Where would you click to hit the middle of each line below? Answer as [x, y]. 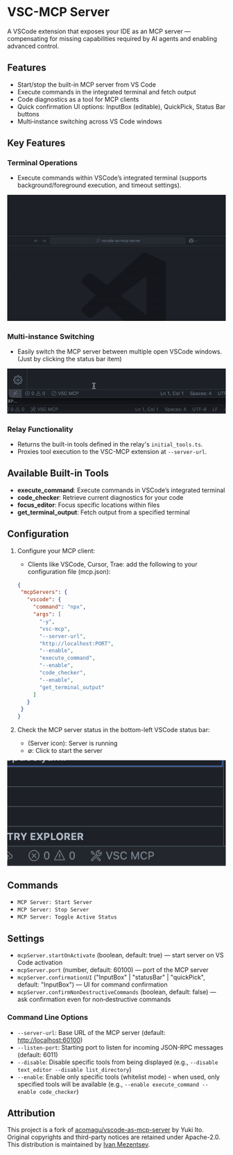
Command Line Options [48, 1018]
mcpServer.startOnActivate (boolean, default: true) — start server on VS [120, 955]
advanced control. [33, 46]
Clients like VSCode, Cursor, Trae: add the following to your [112, 564]
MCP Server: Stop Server [53, 910]
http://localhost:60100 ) [50, 1040]
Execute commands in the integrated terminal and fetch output [106, 92]
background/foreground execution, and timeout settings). [99, 185]
